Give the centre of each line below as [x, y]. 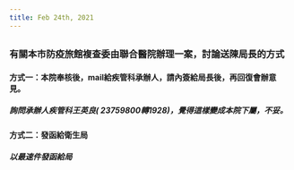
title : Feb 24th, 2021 [52, 17]
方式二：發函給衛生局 [48, 134]
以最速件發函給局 [41, 157]
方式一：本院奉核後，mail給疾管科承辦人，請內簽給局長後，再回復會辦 [139, 77]
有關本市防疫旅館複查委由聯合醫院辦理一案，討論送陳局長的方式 [147, 55]
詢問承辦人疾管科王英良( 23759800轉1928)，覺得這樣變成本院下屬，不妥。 [149, 110]
